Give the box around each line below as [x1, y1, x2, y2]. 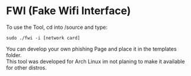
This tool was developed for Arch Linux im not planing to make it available [6, 58, 185, 65]
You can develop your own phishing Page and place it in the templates [6, 45, 177, 52]
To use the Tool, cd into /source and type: [6, 24, 108, 31]
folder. [6, 51, 22, 58]
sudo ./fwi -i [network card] [6, 35, 81, 41]
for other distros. [6, 64, 47, 71]
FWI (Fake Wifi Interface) [6, 4, 131, 18]
